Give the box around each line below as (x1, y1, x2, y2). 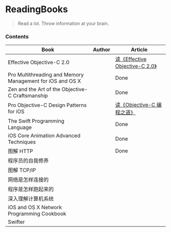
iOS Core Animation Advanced (8, 132, 80, 139)
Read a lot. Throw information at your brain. (17, 20, 109, 26)
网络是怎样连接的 (8, 176, 49, 183)
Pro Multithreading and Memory (8, 71, 84, 78)
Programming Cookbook (8, 210, 67, 217)
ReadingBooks (5, 4, 68, 15)
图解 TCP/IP (8, 167, 37, 174)
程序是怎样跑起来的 (8, 186, 54, 193)
